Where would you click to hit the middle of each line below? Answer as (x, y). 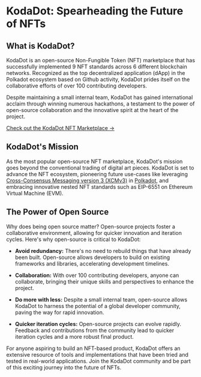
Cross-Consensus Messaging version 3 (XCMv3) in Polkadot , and (88, 180)
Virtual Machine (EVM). (35, 193)
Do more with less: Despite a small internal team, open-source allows (101, 299)
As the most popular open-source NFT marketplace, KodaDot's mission (94, 161)
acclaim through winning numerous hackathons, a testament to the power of (100, 104)
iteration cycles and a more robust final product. (74, 336)
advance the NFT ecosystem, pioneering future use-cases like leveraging (97, 174)
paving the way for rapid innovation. (59, 312)
